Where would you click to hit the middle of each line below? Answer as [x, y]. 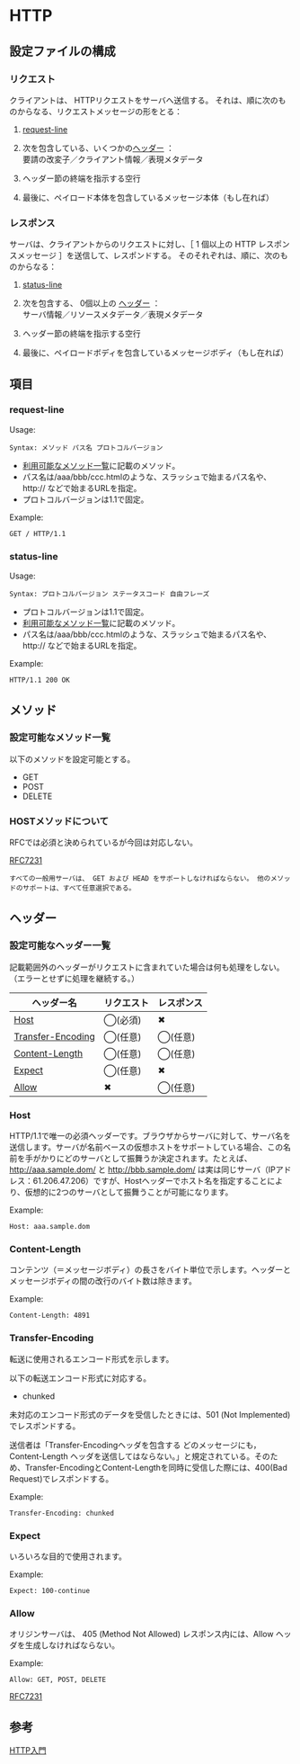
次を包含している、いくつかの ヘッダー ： [98, 148]
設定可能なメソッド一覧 [60, 738]
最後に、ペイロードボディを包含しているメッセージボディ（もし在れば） [155, 353]
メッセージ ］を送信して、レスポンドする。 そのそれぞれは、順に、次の [149, 255]
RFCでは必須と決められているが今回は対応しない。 [104, 843]
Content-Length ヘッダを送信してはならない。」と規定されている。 [132, 1456]
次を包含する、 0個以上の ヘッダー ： [91, 303]
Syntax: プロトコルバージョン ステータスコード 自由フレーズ [110, 595]
